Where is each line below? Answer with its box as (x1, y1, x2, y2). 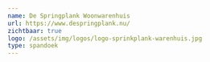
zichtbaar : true (7, 27, 62, 35)
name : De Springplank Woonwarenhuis (7, 11, 130, 20)
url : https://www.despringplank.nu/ (7, 19, 130, 27)
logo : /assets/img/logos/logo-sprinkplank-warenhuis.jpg (7, 34, 203, 43)
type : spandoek (7, 42, 59, 50)
